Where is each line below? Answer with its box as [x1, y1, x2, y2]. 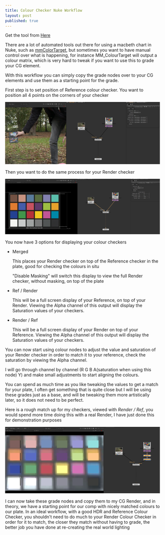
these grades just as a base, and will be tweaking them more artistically [5, 391, 150, 398]
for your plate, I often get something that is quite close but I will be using [5, 386, 151, 392]
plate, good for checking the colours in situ [12, 263, 100, 269]
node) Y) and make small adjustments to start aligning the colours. [5, 372, 139, 378]
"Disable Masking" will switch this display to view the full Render [12, 273, 143, 279]
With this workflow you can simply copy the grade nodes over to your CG [5, 72, 154, 78]
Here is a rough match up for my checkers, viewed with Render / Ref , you [5, 406, 154, 413]
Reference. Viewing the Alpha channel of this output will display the [12, 332, 149, 338]
